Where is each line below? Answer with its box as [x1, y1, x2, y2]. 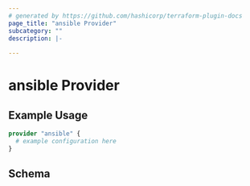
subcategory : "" [8, 27, 63, 35]
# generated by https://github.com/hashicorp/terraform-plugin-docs [8, 11, 243, 20]
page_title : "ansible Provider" [8, 19, 117, 27]
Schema [8, 167, 51, 181]
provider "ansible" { [8, 130, 81, 138]
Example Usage [8, 108, 88, 122]
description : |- [8, 34, 63, 43]
